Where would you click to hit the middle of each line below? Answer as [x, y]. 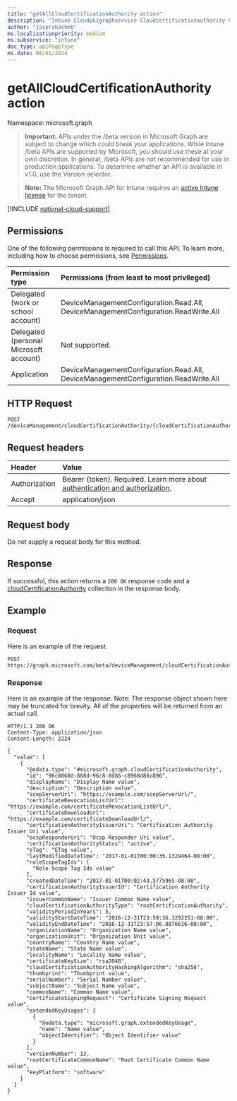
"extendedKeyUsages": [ [61, 1011]
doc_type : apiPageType [41, 47]
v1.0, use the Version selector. [68, 174]
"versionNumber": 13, [58, 1054]
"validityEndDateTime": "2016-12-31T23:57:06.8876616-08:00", [119, 924]
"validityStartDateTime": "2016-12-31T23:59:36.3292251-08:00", [122, 918]
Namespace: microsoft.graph [50, 123]
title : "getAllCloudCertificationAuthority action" [85, 14]
